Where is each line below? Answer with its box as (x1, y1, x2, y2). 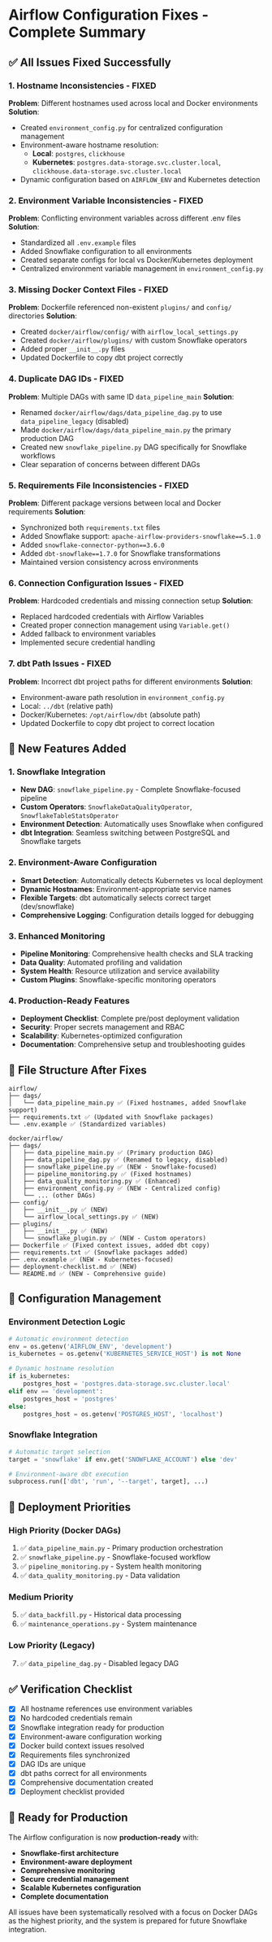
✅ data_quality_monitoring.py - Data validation (19, 1570, 180, 1580)
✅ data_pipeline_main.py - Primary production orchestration (19, 1542, 223, 1552)
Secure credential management (19, 1874, 130, 1883)
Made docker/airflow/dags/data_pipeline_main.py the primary (19, 425, 231, 435)
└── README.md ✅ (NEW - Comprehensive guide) (8, 1270, 166, 1279)
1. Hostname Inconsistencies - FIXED (8, 80, 157, 91)
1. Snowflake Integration (8, 766, 106, 777)
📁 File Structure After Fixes (8, 1063, 148, 1077)
